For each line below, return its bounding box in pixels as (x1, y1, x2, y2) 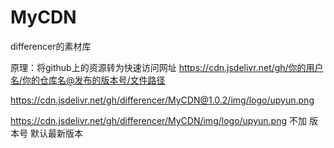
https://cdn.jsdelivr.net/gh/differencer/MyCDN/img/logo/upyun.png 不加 (10, 114, 307, 126)
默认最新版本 (29, 127, 83, 139)
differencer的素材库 (10, 40, 92, 52)
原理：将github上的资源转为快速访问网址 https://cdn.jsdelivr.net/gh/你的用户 (10, 61, 324, 73)
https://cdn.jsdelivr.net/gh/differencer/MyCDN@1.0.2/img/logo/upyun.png (10, 94, 315, 106)
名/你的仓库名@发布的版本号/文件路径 (10, 74, 166, 86)
